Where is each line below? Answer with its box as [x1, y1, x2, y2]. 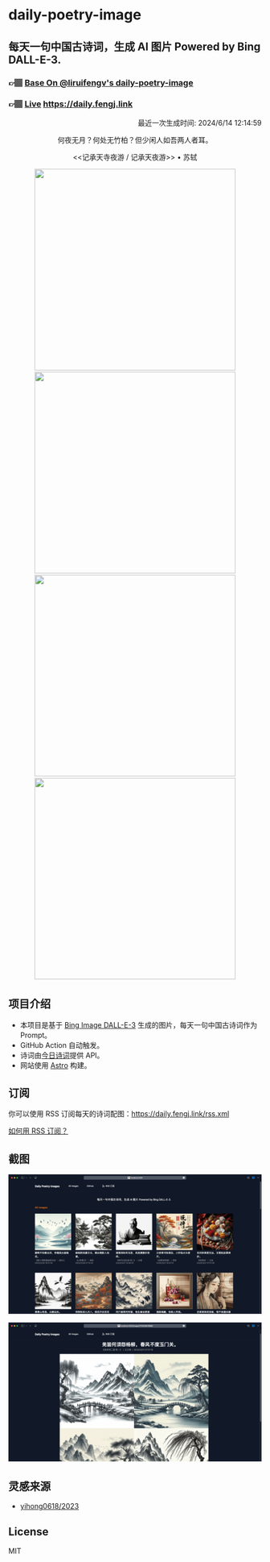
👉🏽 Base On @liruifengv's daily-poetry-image [8, 77, 194, 88]
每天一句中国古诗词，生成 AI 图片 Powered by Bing [8, 39, 261, 53]
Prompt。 [19, 1030, 52, 1040]
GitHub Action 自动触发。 [19, 1040, 104, 1049]
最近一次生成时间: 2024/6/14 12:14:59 [137, 118, 262, 127]
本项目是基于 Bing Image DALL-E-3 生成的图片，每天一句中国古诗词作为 [19, 1020, 258, 1029]
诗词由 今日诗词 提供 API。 [19, 1050, 104, 1060]
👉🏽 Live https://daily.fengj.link [8, 98, 133, 110]
